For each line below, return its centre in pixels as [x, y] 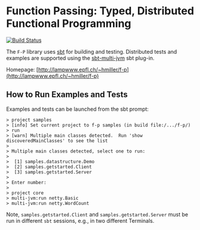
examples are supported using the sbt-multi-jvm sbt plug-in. [80, 58]
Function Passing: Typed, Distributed [100, 11]
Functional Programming [69, 24]
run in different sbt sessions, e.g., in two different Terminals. [80, 220]
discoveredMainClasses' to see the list [57, 141]
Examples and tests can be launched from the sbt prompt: [78, 109]
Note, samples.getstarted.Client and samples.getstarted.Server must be [97, 214]
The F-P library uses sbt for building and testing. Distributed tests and [92, 51]
